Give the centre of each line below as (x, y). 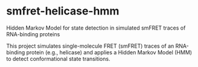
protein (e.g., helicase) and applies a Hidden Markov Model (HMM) (109, 52)
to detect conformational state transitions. (58, 59)
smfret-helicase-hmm (63, 11)
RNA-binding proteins (33, 34)
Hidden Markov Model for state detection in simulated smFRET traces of (96, 28)
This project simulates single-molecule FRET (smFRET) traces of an (90, 46)
